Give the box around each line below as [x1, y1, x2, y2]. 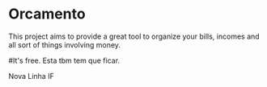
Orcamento [8, 5, 87, 23]
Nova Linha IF [8, 71, 54, 81]
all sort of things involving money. [8, 39, 121, 49]
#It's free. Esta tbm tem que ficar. [8, 56, 120, 65]
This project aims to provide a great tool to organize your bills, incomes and [8, 31, 261, 41]
